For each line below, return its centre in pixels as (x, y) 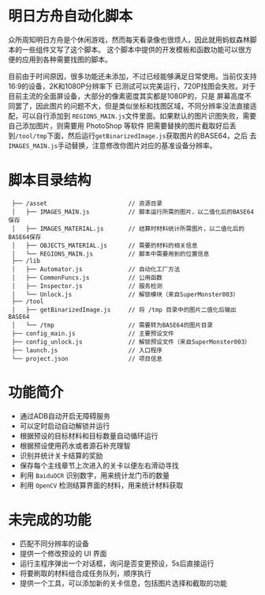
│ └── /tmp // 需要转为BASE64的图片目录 (112, 325)
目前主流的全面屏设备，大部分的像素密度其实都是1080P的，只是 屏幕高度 (126, 96)
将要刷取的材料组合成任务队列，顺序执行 (85, 573)
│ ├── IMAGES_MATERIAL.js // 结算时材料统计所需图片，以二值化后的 (128, 229)
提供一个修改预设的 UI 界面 (63, 553)
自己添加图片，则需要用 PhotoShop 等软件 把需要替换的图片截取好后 (119, 125)
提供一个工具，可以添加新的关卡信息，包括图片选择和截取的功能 (123, 583)
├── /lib (26, 261)
